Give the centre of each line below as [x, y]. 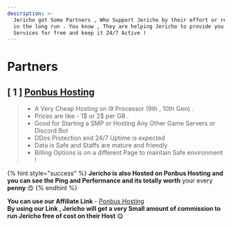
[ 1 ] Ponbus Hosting [51, 92]
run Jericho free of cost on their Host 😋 [66, 216]
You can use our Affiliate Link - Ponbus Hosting [76, 201]
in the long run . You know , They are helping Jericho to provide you [119, 26]
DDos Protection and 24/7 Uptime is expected [100, 138]
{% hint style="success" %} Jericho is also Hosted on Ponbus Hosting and [115, 174]
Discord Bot [51, 131]
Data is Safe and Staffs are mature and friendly [101, 145]
